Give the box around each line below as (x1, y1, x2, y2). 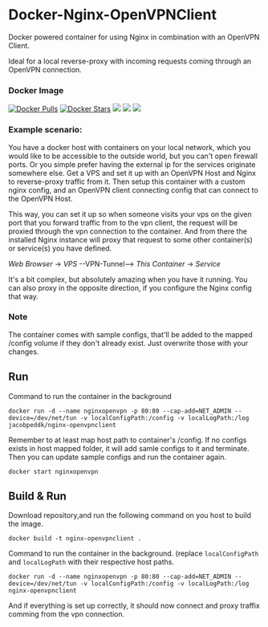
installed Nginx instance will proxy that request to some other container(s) (8, 234, 253, 244)
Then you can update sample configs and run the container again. (8, 452, 227, 462)
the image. (8, 519, 44, 529)
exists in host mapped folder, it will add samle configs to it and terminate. (8, 443, 250, 453)
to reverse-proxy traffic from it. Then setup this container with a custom (8, 177, 246, 186)
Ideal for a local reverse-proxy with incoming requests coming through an (8, 56, 252, 66)
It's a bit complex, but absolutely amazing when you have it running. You (8, 275, 248, 284)
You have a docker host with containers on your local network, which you (8, 142, 251, 152)
